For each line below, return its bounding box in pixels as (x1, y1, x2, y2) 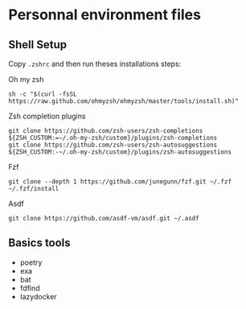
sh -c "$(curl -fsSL (8, 90, 78, 98)
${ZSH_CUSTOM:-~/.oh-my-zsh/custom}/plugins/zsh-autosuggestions (8, 148, 232, 156)
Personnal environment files (8, 6, 201, 24)
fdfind (19, 283, 40, 293)
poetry (19, 257, 43, 267)
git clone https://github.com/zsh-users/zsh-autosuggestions (8, 141, 218, 149)
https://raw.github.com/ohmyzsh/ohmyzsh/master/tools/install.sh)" (8, 97, 240, 105)
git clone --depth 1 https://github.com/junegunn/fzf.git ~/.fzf (8, 178, 232, 186)
